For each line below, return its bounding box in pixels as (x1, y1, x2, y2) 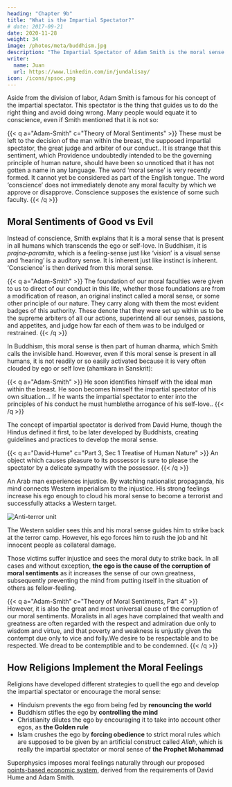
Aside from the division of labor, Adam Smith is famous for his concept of (7, 94, 216, 102)
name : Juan (13, 62, 45, 69)
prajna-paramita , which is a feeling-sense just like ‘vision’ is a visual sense (7, 249, 221, 257)
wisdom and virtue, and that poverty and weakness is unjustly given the (7, 627, 213, 635)
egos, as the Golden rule (17, 723, 89, 731)
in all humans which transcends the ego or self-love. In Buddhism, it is (7, 242, 208, 250)
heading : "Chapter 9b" (7, 10, 73, 17)
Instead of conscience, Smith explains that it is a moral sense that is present (7, 234, 224, 243)
